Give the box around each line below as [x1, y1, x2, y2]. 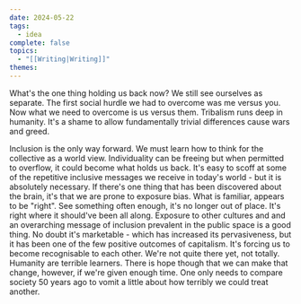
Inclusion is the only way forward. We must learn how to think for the [9, 143, 264, 153]
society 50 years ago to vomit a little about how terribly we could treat [9, 276, 269, 287]
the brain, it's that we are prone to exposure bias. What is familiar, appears [9, 190, 285, 202]
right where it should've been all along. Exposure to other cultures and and [9, 210, 286, 221]
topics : [9, 47, 39, 56]
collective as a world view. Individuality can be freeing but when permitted [9, 152, 285, 163]
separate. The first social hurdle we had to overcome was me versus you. [9, 97, 281, 108]
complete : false [9, 38, 70, 48]
